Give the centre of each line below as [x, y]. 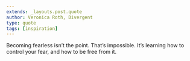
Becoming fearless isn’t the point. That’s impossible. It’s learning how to [95, 45]
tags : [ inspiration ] [32, 28]
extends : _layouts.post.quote [44, 12]
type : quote [21, 23]
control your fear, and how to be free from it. [61, 52]
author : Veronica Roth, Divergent [50, 17]
